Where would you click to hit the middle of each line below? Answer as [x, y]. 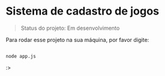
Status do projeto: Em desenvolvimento [70, 28]
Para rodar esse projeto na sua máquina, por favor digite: [77, 40]
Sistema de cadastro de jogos [82, 11]
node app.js [21, 56]
